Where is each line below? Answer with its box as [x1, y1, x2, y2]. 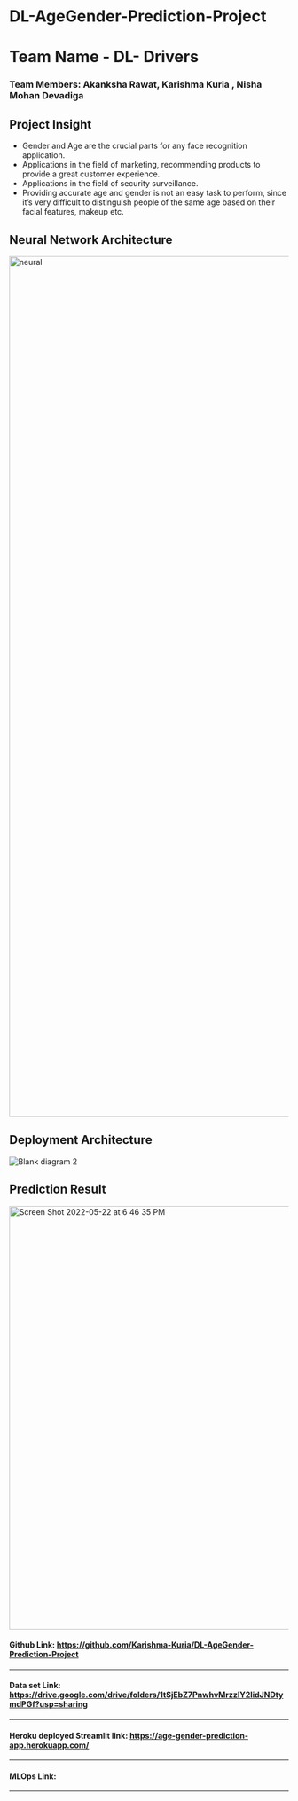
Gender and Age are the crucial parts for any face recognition [21, 140, 248, 152]
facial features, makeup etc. [21, 207, 124, 217]
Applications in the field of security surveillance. [21, 178, 199, 189]
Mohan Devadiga [9, 90, 84, 102]
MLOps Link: [9, 1771, 57, 1781]
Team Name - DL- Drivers [9, 47, 200, 67]
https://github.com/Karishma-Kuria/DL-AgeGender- [56, 1640, 255, 1650]
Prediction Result [9, 1182, 106, 1197]
